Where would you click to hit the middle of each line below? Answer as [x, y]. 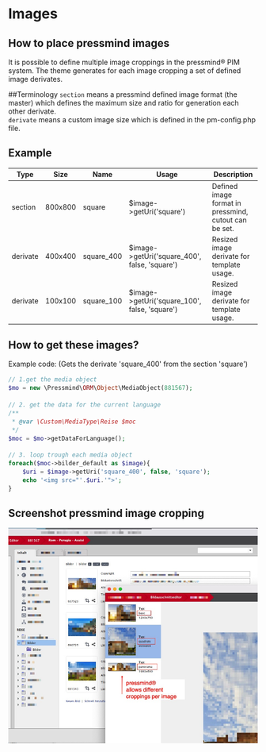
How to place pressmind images [89, 43]
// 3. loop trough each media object [70, 455]
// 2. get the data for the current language [84, 405]
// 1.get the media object [53, 380]
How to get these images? [74, 345]
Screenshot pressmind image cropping [106, 513]
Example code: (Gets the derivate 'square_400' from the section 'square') [128, 364]
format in [226, 202]
